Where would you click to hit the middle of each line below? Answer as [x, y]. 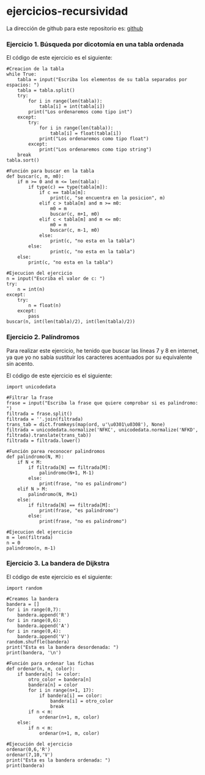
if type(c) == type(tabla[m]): [68, 187]
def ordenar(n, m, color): [41, 669]
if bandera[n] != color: [49, 674]
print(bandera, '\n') [34, 653]
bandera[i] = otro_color [82, 701]
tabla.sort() [23, 160]
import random [24, 588]
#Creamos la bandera [33, 599]
